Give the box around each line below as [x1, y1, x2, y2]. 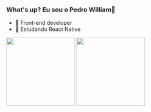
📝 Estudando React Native [15, 25, 81, 33]
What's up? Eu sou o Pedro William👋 [6, 5, 116, 14]
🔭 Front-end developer [15, 19, 72, 27]
